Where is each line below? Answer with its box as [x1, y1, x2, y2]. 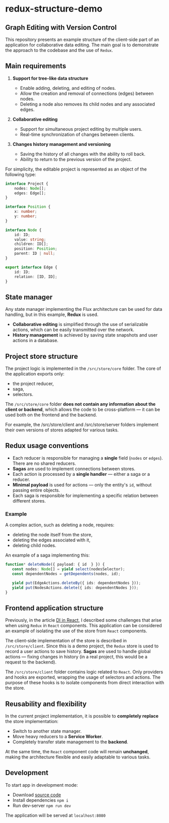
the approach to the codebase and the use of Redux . [5, 47, 114, 53]
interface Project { [5, 181, 49, 186]
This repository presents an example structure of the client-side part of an [5, 36, 159, 42]
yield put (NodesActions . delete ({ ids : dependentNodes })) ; [12, 585, 139, 590]
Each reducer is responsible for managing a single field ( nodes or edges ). [12, 455, 163, 461]
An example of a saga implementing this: [5, 552, 90, 558]
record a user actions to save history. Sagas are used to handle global [5, 648, 151, 654]
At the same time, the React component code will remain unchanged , [5, 749, 149, 755]
